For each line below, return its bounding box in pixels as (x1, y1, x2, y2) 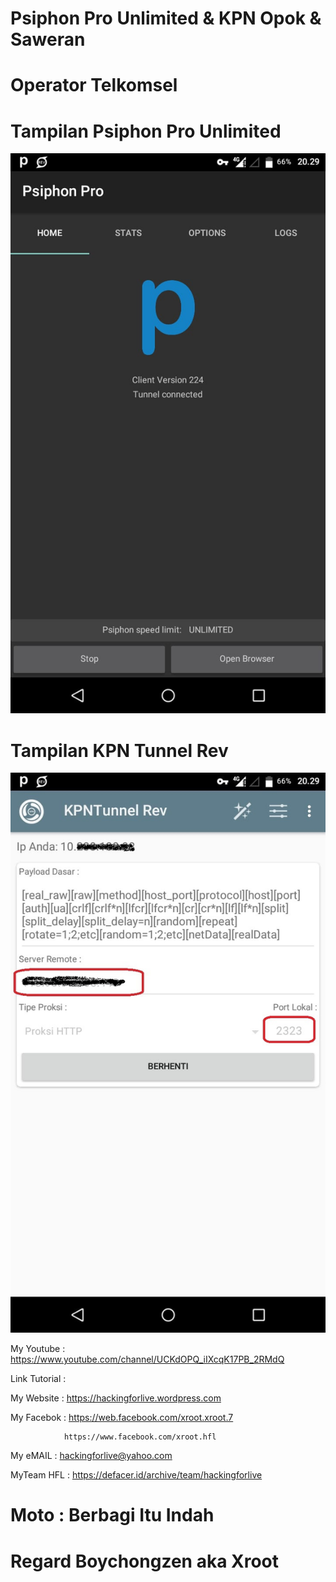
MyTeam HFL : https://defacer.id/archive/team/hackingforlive (10, 1469, 263, 1481)
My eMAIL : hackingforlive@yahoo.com (10, 1450, 173, 1462)
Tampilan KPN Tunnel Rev (10, 739, 229, 762)
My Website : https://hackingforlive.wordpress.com (10, 1392, 222, 1404)
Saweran (10, 28, 86, 51)
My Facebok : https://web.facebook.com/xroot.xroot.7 (10, 1412, 234, 1424)
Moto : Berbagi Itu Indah (10, 1504, 215, 1527)
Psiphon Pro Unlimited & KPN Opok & (10, 7, 322, 30)
